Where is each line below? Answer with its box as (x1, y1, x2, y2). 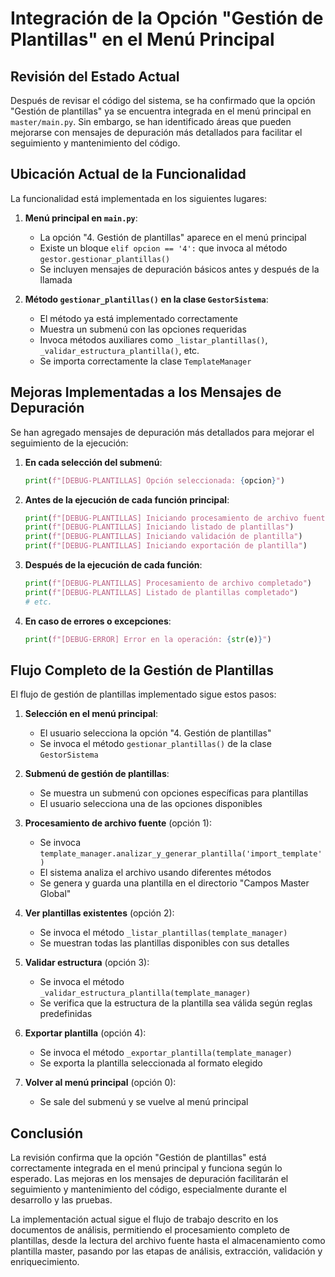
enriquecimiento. (10, 1256, 80, 1268)
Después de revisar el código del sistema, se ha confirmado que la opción (10, 95, 316, 106)
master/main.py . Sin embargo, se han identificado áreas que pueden (10, 116, 292, 127)
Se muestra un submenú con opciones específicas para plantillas (39, 787, 309, 799)
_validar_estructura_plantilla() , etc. (39, 344, 200, 356)
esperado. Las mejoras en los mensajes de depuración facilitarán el (10, 1173, 289, 1185)
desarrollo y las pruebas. (10, 1194, 113, 1206)
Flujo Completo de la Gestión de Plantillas (10, 662, 274, 679)
